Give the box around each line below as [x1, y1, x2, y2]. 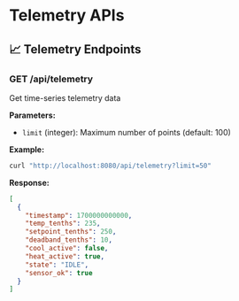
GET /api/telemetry [9, 73, 94, 85]
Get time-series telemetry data [9, 92, 121, 103]
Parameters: [9, 110, 56, 120]
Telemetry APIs [9, 5, 125, 26]
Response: [9, 177, 50, 188]
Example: [9, 143, 45, 155]
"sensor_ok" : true [25, 268, 93, 277]
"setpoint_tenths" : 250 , [25, 228, 117, 236]
